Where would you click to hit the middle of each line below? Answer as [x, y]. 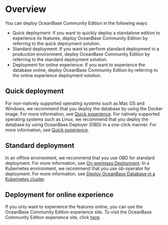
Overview [26, 9]
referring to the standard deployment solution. [60, 59]
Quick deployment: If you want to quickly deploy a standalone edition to [86, 33]
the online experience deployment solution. [57, 75]
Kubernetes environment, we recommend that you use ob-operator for [78, 168]
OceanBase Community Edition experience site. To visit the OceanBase [78, 212]
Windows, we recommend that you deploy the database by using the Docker [84, 108]
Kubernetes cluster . [25, 179]
